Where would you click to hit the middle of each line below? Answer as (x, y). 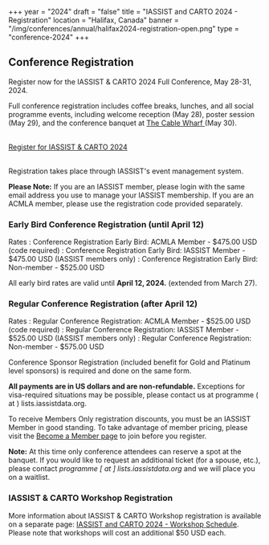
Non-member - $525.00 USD (57, 267)
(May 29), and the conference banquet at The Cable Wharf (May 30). (122, 123)
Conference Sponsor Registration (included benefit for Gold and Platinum (129, 362)
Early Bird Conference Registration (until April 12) (106, 224)
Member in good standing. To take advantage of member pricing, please (128, 428)
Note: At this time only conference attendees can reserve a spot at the (125, 452)
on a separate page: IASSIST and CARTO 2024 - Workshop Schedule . (124, 524)
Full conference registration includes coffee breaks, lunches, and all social (131, 106)
